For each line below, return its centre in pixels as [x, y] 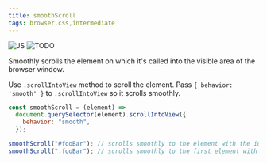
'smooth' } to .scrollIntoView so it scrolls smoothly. [95, 93]
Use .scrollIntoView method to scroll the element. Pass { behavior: [120, 85]
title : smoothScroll [43, 15]
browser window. [37, 69]
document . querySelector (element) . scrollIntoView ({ [101, 115]
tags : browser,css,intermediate [62, 23]
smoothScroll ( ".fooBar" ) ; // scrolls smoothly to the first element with [133, 151]
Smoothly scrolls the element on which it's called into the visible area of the [132, 61]
